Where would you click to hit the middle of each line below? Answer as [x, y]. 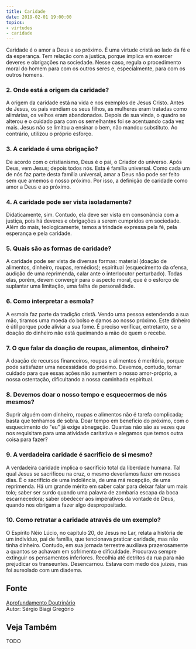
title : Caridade [26, 11]
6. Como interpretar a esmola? [50, 301]
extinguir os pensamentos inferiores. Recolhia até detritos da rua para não [95, 558]
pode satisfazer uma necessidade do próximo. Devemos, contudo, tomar [94, 367]
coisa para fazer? [27, 439]
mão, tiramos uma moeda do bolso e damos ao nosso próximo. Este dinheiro [98, 320]
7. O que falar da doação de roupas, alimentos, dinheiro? [87, 348]
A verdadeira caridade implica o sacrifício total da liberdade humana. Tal [93, 467]
